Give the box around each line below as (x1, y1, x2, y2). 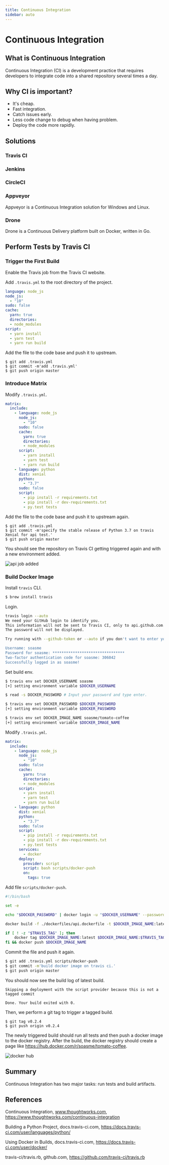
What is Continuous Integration (5, 54, 106, 63)
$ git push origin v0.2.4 (5, 1023, 59, 1028)
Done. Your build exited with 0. (5, 1000, 75, 1005)
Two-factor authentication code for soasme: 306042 (5, 655, 116, 660)
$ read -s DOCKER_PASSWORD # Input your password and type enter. (5, 692, 147, 697)
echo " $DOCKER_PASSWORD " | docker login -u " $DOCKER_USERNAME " (5, 912, 141, 917)
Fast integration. (12, 106, 47, 112)
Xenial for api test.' (5, 532, 53, 537)
